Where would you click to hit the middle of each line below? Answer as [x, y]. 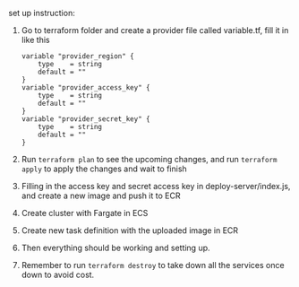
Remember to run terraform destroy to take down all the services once [153, 265]
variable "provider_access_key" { [85, 88]
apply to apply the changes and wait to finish [104, 169]
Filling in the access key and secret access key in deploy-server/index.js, [156, 186]
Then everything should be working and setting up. [116, 248]
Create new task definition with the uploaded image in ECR [130, 230]
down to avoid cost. [58, 274]
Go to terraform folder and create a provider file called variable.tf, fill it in [155, 30]
